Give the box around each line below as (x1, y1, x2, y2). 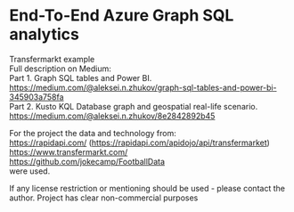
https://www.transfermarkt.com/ (9, 146, 128, 157)
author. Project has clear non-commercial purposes (9, 192, 199, 203)
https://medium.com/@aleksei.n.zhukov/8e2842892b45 (9, 110, 216, 121)
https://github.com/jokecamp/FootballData (9, 156, 166, 167)
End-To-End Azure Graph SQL (9, 5, 234, 26)
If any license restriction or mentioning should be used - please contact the (9, 183, 285, 193)
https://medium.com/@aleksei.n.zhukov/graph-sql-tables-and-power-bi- (9, 82, 278, 93)
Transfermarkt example (9, 53, 95, 64)
